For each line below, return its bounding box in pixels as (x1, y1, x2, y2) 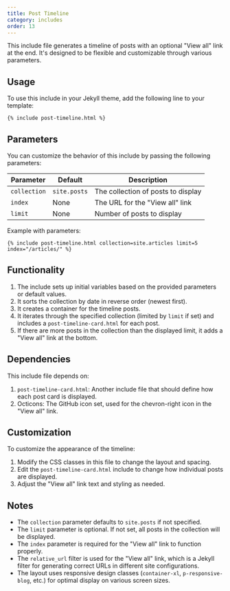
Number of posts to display (94, 209, 182, 218)
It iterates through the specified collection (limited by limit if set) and (16, 311, 214, 319)
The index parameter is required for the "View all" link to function (16, 540, 201, 548)
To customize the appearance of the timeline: (7, 445, 135, 453)
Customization (7, 426, 72, 439)
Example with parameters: (7, 227, 81, 234)
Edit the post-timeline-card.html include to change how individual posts (16, 466, 224, 474)
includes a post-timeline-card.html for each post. (16, 319, 160, 327)
